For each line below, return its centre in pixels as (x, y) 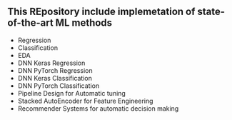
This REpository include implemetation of (101, 12)
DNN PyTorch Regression (55, 70)
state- (211, 12)
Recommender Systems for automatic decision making (98, 108)
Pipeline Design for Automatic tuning (72, 93)
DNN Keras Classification (55, 78)
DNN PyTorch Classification (59, 86)
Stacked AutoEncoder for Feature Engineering (85, 101)
